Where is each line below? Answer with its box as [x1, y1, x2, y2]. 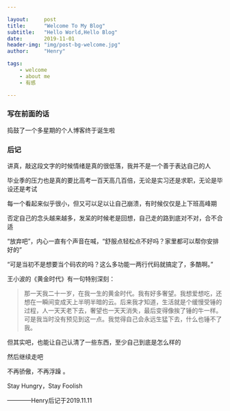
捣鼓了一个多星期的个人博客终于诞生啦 [7, 126, 115, 134]
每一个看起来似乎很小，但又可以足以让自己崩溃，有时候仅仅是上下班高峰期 [7, 199, 217, 208]
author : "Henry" [7, 48, 66, 55]
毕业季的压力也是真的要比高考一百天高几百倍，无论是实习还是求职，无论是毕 [7, 176, 223, 185]
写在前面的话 [7, 109, 50, 119]
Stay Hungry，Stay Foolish [7, 382, 84, 390]
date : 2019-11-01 [7, 35, 75, 42]
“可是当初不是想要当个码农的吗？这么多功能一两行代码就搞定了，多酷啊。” [7, 260, 214, 269]
